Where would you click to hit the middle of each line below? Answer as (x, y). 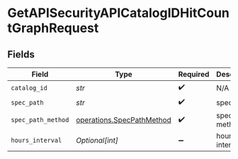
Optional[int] (97, 140)
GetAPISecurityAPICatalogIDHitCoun (119, 13)
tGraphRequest (53, 28)
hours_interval (36, 140)
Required (194, 74)
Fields (21, 54)
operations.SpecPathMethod (123, 120)
